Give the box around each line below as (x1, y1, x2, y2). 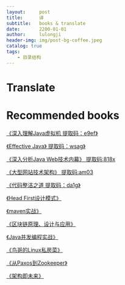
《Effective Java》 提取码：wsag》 (6, 142, 86, 150)
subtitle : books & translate (6, 20, 86, 26)
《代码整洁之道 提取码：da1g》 (6, 181, 81, 189)
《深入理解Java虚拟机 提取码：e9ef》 (6, 129, 98, 137)
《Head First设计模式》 (6, 194, 62, 201)
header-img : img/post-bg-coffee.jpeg (6, 37, 102, 43)
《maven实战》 (6, 207, 42, 214)
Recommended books (6, 109, 120, 122)
